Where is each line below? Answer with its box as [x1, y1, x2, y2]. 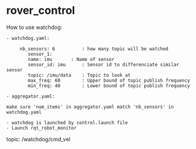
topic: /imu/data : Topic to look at [28, 72, 131, 78]
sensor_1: [28, 51, 52, 57]
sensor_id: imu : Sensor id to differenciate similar [28, 62, 180, 68]
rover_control [6, 4, 75, 17]
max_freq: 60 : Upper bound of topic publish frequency [28, 77, 190, 83]
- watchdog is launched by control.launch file [6, 119, 128, 125]
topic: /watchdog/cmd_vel [6, 135, 71, 142]
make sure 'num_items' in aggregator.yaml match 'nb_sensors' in [6, 104, 174, 110]
